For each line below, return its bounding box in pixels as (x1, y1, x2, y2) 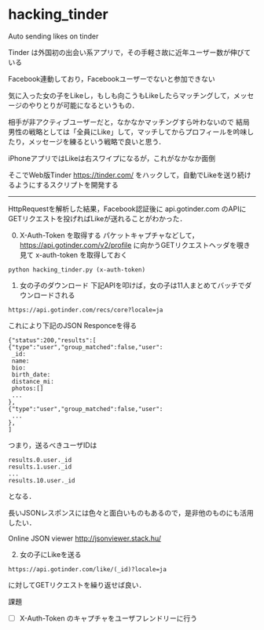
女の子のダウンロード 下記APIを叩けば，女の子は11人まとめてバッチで (19, 280, 245, 290)
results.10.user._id (8, 476, 76, 484)
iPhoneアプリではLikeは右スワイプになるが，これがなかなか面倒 (8, 153, 216, 162)
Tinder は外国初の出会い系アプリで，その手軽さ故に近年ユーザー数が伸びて (8, 47, 251, 56)
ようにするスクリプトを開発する (14, 180, 119, 189)
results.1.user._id (8, 463, 72, 471)
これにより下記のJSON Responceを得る (8, 320, 137, 330)
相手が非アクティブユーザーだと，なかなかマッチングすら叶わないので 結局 (8, 117, 250, 126)
